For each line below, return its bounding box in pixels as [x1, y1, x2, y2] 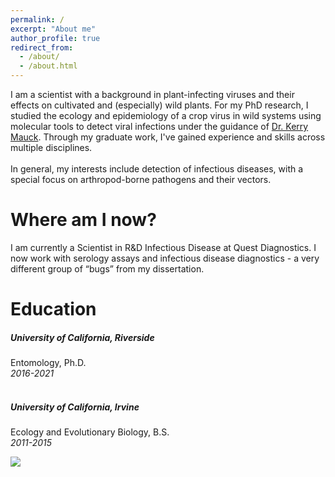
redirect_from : [10, 42, 74, 53]
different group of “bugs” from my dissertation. [10, 262, 205, 275]
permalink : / [10, 14, 65, 25]
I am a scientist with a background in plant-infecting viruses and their [10, 89, 295, 100]
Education [10, 298, 97, 321]
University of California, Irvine [10, 401, 140, 413]
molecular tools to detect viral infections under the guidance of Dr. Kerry [10, 121, 309, 132]
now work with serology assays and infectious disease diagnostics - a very [10, 252, 320, 264]
